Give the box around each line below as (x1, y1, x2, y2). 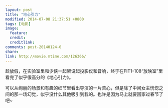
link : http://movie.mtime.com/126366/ (5, 53, 86, 59)
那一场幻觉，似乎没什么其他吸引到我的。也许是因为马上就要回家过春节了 (14, 91, 163, 97)
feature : (10, 30, 28, 35)
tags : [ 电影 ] (5, 21, 31, 26)
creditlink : (10, 40, 35, 45)
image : (5, 26, 19, 31)
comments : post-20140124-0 (5, 44, 62, 49)
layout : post (5, 7, 33, 12)
